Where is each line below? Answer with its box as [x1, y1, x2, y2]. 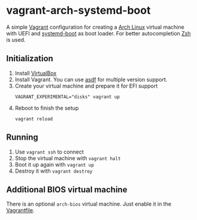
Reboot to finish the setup [14, 104, 79, 111]
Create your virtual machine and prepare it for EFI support [14, 82, 158, 89]
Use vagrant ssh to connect [14, 148, 84, 155]
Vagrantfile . [6, 207, 35, 214]
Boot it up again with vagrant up [14, 161, 95, 168]
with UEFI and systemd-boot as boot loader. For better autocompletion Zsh [6, 29, 191, 37]
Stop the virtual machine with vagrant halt [14, 154, 121, 162]
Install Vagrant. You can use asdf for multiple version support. [14, 76, 168, 83]
